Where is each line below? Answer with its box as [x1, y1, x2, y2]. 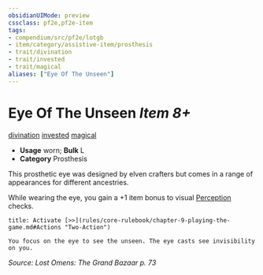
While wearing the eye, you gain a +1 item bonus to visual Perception [8, 192, 232, 202]
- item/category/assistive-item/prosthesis [8, 41, 154, 49]
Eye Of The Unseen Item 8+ [8, 104, 191, 122]
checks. [8, 201, 34, 210]
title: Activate [8, 216, 61, 225]
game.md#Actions [8, 223, 61, 231]
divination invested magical [8, 130, 97, 139]
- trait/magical [8, 63, 61, 71]
